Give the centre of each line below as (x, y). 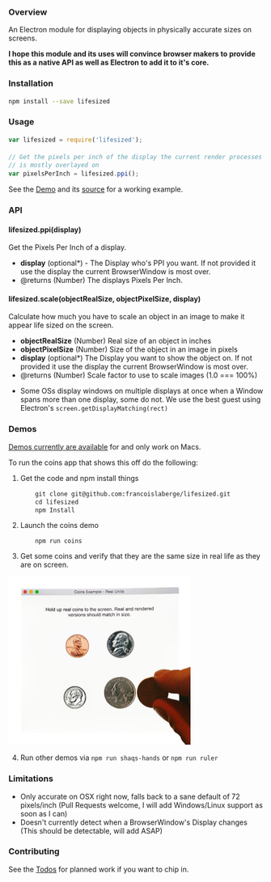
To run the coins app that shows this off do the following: (103, 462)
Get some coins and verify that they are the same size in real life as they (140, 555)
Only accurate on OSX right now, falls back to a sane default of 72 (130, 796)
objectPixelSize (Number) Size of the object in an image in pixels (129, 349)
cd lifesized (57, 502)
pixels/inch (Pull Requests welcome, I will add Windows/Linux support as (141, 805)
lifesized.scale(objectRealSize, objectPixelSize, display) (105, 298)
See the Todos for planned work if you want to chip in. (99, 869)
